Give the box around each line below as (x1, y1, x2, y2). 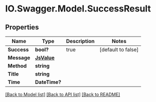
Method (8, 62, 27, 69)
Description (66, 38, 95, 44)
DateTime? (35, 78, 62, 85)
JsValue (35, 54, 55, 61)
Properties (5, 23, 39, 31)
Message (8, 54, 31, 61)
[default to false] (99, 46, 139, 53)
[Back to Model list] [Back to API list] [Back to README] (5, 91, 120, 97)
